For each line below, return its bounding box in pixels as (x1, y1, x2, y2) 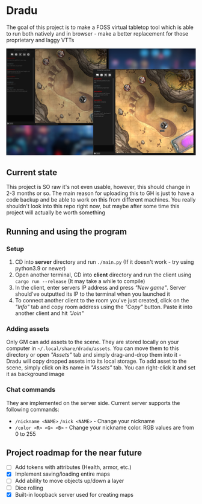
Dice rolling (14, 484, 43, 491)
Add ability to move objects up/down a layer (14, 477, 124, 485)
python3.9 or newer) (14, 264, 66, 272)
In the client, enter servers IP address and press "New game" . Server (14, 284, 186, 291)
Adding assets (6, 324, 49, 333)
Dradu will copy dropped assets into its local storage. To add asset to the (6, 357, 187, 365)
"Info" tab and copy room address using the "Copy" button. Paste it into (14, 303, 193, 310)
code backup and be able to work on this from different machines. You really (6, 196, 196, 203)
